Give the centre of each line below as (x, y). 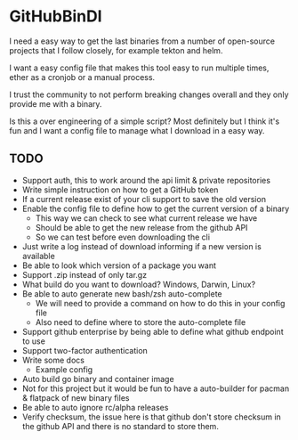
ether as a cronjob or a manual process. (82, 77)
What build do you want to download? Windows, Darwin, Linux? (139, 284)
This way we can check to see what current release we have (146, 218)
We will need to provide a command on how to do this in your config (160, 303)
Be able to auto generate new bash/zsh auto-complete (122, 293)
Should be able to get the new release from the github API (141, 227)
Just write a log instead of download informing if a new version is (142, 246)
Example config (64, 369)
